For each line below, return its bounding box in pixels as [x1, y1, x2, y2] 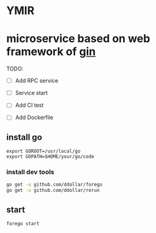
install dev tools [6, 168, 55, 177]
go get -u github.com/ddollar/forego [6, 181, 103, 188]
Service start [15, 90, 48, 97]
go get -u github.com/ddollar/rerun [6, 188, 100, 194]
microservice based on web [6, 32, 150, 46]
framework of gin [6, 45, 96, 59]
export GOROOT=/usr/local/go [6, 148, 81, 155]
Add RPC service [15, 77, 59, 85]
